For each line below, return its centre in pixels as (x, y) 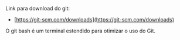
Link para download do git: (38, 8)
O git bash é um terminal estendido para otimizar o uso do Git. (81, 31)
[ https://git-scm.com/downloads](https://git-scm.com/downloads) (94, 19)
